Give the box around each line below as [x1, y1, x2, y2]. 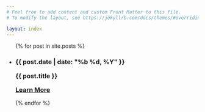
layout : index [6, 26, 43, 32]
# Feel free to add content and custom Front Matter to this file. [6, 9, 182, 15]
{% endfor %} [15, 99, 51, 107]
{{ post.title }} [15, 72, 58, 80]
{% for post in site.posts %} [15, 42, 85, 50]
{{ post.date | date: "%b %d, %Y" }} [15, 58, 125, 66]
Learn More [15, 86, 51, 94]
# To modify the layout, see [6, 15, 81, 21]
